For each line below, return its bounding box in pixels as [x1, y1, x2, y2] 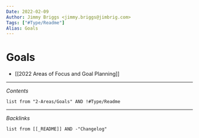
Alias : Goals [6, 25, 38, 31]
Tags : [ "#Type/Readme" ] [6, 20, 65, 25]
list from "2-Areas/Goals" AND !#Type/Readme [6, 99, 120, 105]
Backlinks [6, 115, 30, 122]
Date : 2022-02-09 [6, 8, 49, 15]
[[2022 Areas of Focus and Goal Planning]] [14, 70, 120, 78]
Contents [6, 87, 28, 95]
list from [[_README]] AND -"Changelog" [6, 126, 108, 132]
